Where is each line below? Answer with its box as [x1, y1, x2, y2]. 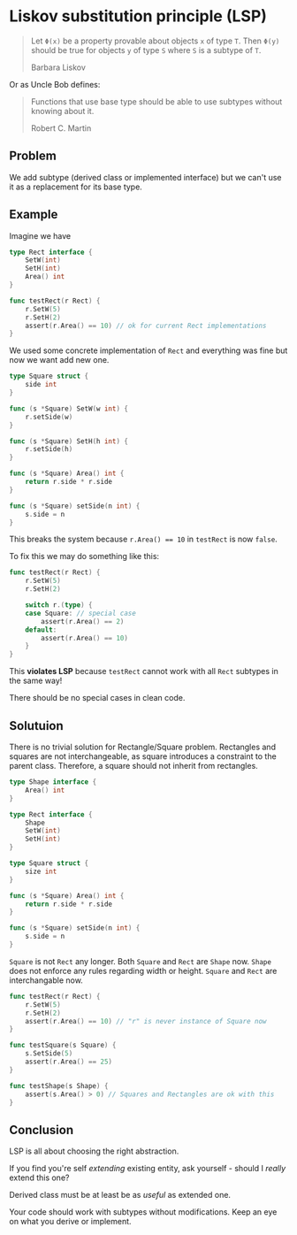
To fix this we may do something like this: [9, 551, 160, 562]
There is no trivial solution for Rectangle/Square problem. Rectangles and [9, 741, 277, 752]
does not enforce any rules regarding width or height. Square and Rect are [9, 965, 278, 976]
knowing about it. [30, 105, 95, 116]
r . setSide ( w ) [25, 412, 73, 421]
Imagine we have [9, 230, 72, 241]
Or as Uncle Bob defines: [9, 79, 101, 89]
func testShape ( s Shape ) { [9, 1081, 109, 1090]
